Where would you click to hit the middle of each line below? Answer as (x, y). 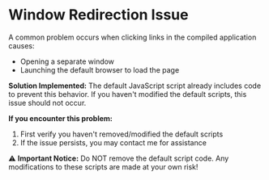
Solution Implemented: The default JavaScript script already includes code (135, 86)
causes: (21, 45)
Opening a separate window (67, 61)
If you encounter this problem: (61, 118)
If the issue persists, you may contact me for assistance (113, 142)
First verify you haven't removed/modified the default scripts (122, 134)
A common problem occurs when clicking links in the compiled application (132, 37)
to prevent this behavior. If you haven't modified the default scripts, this (128, 94)
